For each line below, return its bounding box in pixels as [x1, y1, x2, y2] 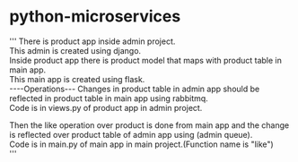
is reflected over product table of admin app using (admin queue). [9, 129, 253, 140]
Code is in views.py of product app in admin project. [9, 102, 203, 113]
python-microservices [9, 6, 181, 27]
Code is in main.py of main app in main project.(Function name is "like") [9, 139, 274, 149]
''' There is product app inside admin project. [9, 36, 176, 47]
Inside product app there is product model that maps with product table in [9, 55, 283, 65]
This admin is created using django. [9, 45, 142, 55]
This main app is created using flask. [9, 73, 145, 84]
